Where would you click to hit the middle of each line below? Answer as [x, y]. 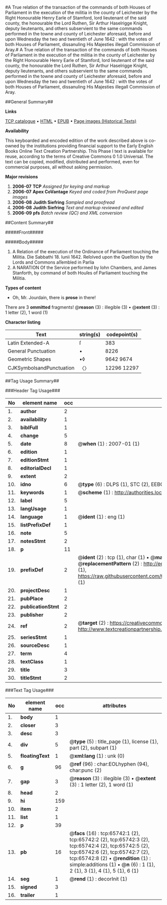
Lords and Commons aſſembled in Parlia [53, 262]
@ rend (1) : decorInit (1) [98, 879]
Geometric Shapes [29, 359]
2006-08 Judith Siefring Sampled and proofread [63, 202]
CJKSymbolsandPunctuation [41, 368]
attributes [115, 705]
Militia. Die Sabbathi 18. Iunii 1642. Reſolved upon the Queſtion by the [83, 257]
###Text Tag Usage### [30, 690]
